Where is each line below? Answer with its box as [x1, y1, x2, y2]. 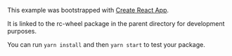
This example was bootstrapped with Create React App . [7, 6, 169, 14]
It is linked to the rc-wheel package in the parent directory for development [7, 20, 225, 27]
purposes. [7, 27, 37, 35]
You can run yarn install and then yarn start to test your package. [7, 41, 205, 48]
